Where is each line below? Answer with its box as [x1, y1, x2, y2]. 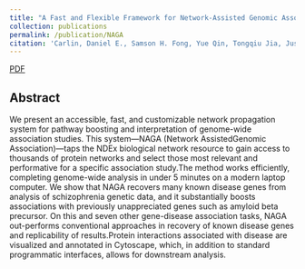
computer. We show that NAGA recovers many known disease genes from [9, 182, 287, 193]
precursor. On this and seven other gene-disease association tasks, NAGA [9, 211, 288, 222]
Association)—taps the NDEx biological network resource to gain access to [9, 143, 290, 154]
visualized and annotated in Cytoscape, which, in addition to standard [9, 240, 271, 251]
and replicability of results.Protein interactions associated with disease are [9, 230, 288, 241]
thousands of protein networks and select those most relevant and [9, 153, 259, 164]
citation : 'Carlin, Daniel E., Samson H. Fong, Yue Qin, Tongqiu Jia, [9, 38, 282, 48]
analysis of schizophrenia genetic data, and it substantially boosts [9, 192, 256, 203]
